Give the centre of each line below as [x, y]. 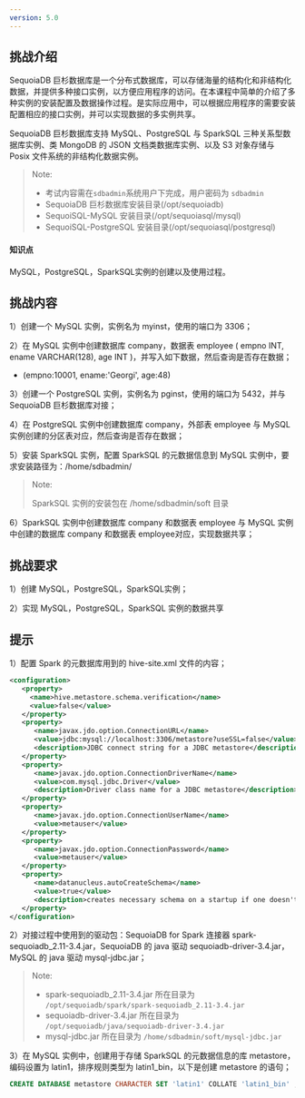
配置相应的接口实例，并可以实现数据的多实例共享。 [105, 114]
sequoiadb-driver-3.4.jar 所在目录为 [112, 1015]
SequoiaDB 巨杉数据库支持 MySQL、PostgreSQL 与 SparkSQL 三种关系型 [146, 133]
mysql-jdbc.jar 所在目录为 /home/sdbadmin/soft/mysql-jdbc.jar [163, 1036]
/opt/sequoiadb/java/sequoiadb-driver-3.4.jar [135, 1026]
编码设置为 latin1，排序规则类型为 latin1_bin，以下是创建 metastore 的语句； [151, 1067]
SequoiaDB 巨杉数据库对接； [63, 406]
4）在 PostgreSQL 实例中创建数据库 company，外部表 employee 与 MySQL [150, 425]
